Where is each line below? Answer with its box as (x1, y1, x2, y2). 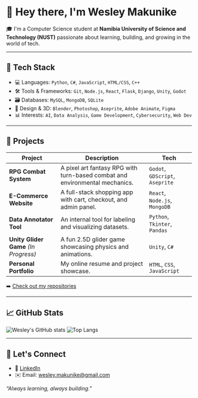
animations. (60, 250, 93, 258)
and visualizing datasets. (60, 222, 129, 231)
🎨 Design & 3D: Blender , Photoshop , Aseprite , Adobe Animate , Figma (14, 104, 176, 111)
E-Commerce (9, 192, 48, 200)
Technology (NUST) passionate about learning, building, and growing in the (6, 34, 190, 41)
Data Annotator (9, 215, 54, 223)
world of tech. (6, 40, 40, 47)
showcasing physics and (60, 242, 129, 251)
